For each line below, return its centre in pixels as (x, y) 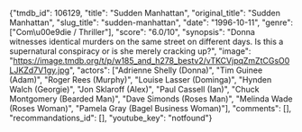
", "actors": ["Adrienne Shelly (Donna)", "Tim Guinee (166, 70)
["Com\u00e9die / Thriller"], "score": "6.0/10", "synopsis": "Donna (132, 32)
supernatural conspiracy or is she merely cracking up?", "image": (130, 51)
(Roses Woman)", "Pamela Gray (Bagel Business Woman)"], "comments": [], (151, 108)
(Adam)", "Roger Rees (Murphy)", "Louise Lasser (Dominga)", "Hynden (141, 79)
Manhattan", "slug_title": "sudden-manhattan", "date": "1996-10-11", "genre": (151, 22)
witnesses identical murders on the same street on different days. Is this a (146, 41)
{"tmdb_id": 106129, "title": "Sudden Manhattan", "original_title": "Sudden (145, 13)
